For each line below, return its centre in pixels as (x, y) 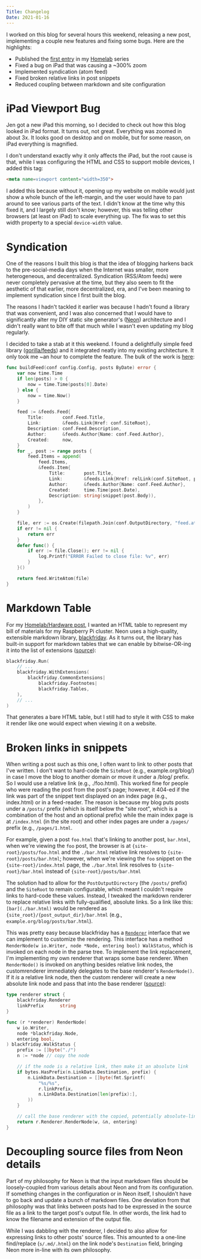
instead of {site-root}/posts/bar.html (93, 871)
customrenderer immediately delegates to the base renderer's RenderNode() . (100, 971)
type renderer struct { (36, 995)
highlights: (19, 47)
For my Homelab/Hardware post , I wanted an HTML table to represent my (97, 624)
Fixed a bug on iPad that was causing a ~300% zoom (81, 65)
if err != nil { (37, 529)
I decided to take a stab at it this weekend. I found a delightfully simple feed (99, 344)
